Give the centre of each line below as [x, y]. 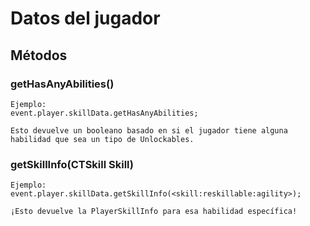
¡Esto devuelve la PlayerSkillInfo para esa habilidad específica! [154, 212]
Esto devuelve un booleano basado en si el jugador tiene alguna [149, 130]
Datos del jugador [85, 18]
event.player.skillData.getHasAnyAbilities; [104, 113]
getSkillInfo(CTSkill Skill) [72, 164]
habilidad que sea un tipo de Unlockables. [102, 139]
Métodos [39, 55]
